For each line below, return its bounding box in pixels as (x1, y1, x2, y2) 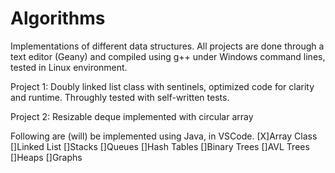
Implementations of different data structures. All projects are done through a (10, 40, 325, 52)
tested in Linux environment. (10, 61, 128, 73)
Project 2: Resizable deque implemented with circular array (10, 110, 254, 122)
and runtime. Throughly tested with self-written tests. (10, 91, 230, 103)
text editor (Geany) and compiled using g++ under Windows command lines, (10, 50, 326, 62)
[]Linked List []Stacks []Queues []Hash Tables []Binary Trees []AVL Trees (10, 140, 310, 152)
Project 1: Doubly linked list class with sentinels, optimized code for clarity (10, 80, 315, 92)
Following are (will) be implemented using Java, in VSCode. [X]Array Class (10, 130, 318, 142)
